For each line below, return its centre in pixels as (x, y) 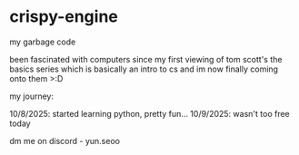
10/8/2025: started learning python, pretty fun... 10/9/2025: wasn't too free (150, 113)
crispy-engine (64, 17)
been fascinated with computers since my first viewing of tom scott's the (146, 59)
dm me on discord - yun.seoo (65, 140)
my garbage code (43, 42)
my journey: (32, 96)
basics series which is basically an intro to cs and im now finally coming (144, 69)
